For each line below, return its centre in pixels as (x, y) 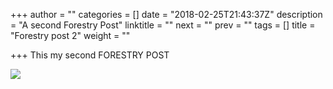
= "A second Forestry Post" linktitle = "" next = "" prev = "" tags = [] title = (163, 25)
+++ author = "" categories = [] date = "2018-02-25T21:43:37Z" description (166, 14)
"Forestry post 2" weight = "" (70, 35)
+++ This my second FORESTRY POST (90, 55)
